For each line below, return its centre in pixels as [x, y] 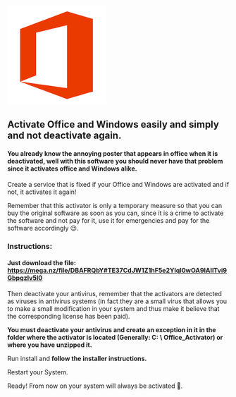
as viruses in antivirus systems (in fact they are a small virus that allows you [117, 301]
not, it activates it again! [42, 192]
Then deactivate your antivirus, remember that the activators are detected [114, 293]
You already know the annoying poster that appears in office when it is [113, 153]
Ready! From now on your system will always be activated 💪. [95, 386]
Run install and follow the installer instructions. [77, 358]
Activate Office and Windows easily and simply [113, 124]
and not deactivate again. [64, 136]
